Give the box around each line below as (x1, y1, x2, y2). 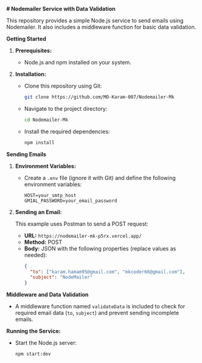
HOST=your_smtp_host (24, 192, 77, 198)
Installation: (15, 71, 47, 78)
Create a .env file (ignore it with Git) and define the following (24, 174, 176, 181)
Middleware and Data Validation (6, 291, 89, 299)
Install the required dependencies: (24, 128, 111, 135)
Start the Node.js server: (15, 339, 77, 347)
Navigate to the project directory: (24, 105, 108, 112)
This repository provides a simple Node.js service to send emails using (6, 17, 184, 24)
